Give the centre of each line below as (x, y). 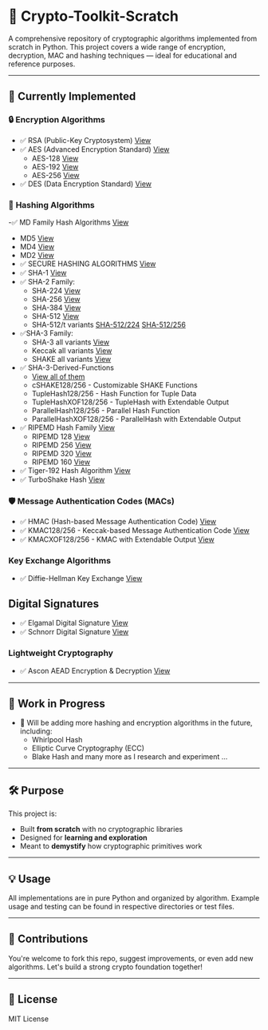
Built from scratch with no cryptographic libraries (101, 829)
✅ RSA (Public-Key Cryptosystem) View (85, 140)
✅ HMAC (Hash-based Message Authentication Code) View (118, 522)
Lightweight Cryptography (61, 653)
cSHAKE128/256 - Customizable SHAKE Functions (114, 385)
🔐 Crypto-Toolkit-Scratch (94, 16)
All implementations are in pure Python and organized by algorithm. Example (134, 898)
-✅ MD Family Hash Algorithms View (69, 222)
